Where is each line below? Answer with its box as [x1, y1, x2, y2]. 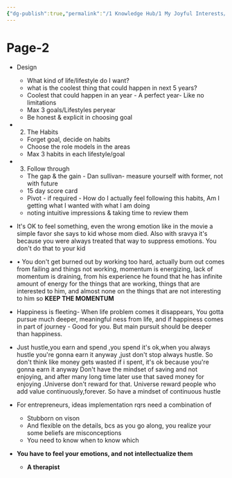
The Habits [26, 127, 59, 136]
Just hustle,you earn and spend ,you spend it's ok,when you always [16, 343, 211, 351]
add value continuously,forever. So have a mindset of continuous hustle [16, 387, 221, 395]
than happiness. [16, 329, 63, 338]
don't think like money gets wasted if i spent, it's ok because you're [16, 358, 209, 366]
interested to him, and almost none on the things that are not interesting [16, 286, 222, 295]
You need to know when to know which [26, 436, 139, 444]
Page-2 [6, 39, 50, 55]
